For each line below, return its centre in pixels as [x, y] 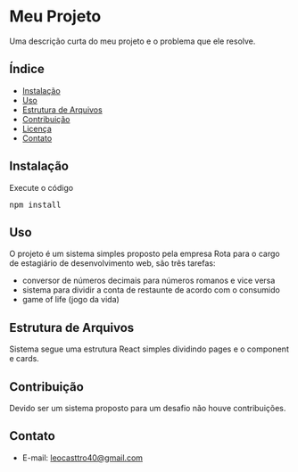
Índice [27, 69]
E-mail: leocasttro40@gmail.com [83, 458]
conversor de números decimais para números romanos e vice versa [149, 281]
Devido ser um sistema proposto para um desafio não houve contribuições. [148, 408]
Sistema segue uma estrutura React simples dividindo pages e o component [149, 349]
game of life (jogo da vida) [71, 300]
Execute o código [41, 187]
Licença [37, 128]
